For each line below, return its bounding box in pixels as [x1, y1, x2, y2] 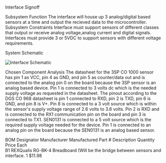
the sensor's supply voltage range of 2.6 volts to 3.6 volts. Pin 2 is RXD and [5, 106, 160, 112]
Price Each [5, 142, 27, 148]
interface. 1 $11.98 [5, 153, 42, 159]
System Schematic [5, 50, 44, 56]
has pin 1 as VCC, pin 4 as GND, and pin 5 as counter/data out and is [5, 75, 145, 80]
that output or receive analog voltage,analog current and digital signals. [5, 30, 152, 35]
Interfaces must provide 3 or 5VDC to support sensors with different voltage [5, 35, 162, 41]
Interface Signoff [5, 4, 40, 10]
